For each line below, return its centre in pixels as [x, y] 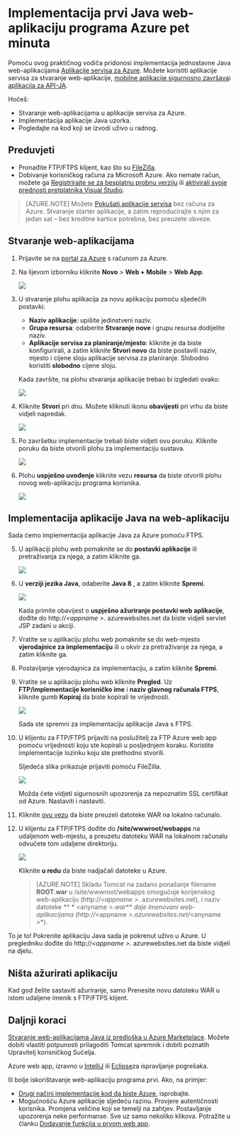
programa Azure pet [129, 28]
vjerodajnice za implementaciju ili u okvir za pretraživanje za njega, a [120, 647]
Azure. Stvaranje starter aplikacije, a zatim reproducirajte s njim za [122, 211]
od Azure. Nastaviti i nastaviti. [62, 801]
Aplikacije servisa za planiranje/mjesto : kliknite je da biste [115, 342]
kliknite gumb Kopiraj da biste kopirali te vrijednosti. [94, 697]
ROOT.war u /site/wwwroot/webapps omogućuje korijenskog [125, 892]
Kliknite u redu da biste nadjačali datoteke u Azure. [92, 871]
